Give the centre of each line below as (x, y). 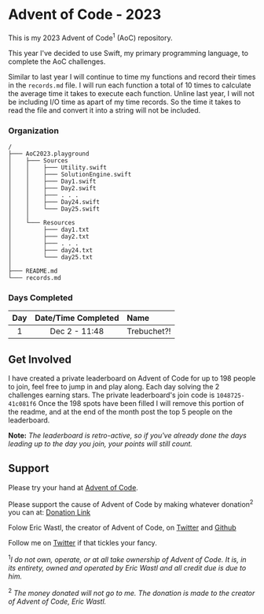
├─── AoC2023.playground (49, 154)
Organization (33, 130)
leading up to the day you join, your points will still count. (100, 444)
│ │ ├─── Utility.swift (58, 167)
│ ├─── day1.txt (49, 229)
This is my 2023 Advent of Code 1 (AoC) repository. (90, 37)
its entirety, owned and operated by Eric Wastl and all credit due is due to (127, 568)
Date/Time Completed (77, 318)
